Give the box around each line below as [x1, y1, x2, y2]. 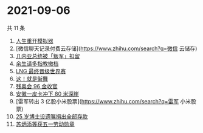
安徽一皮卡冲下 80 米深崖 [15, 90, 80, 97]
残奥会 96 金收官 [15, 82, 58, 89]
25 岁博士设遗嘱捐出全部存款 [15, 112, 88, 120]
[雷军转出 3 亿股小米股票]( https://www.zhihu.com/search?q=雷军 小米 [15, 97, 191, 105]
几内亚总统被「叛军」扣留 [15, 52, 80, 59]
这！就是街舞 [15, 75, 48, 82]
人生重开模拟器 [15, 37, 53, 44]
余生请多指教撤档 [15, 60, 59, 67]
